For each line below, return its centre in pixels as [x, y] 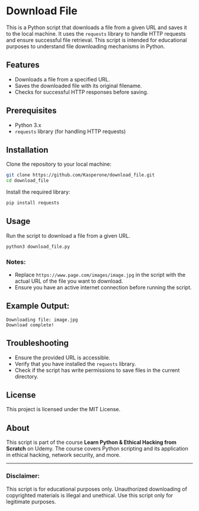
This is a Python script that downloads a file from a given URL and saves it [97, 27]
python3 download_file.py [38, 247]
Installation [27, 150]
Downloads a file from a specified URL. [62, 79]
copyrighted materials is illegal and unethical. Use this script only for [90, 495]
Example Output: [38, 306]
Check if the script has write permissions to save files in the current [97, 370]
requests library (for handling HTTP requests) [70, 131]
